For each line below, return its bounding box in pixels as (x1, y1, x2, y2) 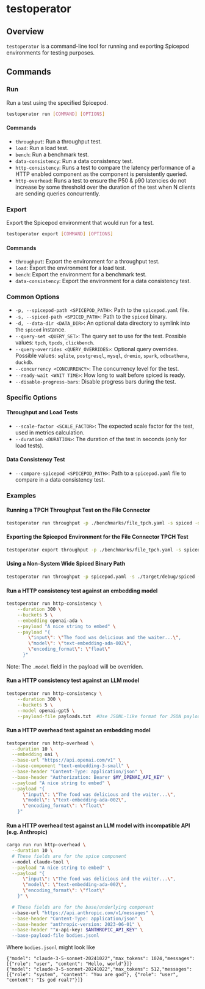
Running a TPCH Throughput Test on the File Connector (6, 506, 151, 513)
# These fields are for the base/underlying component (12, 904, 154, 910)
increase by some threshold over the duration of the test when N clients (15, 183, 196, 191)
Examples (6, 491, 37, 499)
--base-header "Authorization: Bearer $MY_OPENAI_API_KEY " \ (12, 774, 171, 780)
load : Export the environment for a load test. (15, 264, 126, 271)
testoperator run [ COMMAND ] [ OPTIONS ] (6, 111, 105, 117)
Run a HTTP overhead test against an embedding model (6, 727, 151, 734)
